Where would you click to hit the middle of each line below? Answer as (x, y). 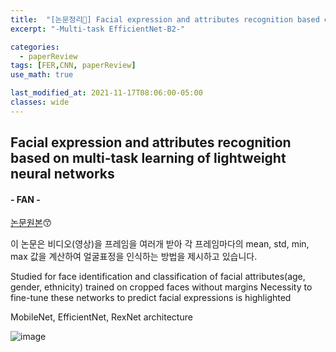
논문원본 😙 (31, 223)
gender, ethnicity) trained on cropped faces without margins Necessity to (161, 287)
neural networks (62, 174)
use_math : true (42, 75)
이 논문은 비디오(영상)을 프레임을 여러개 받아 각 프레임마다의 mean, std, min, (160, 244)
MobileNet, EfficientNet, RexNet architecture (101, 317)
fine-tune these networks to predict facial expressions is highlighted (151, 298)
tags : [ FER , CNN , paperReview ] (73, 66)
